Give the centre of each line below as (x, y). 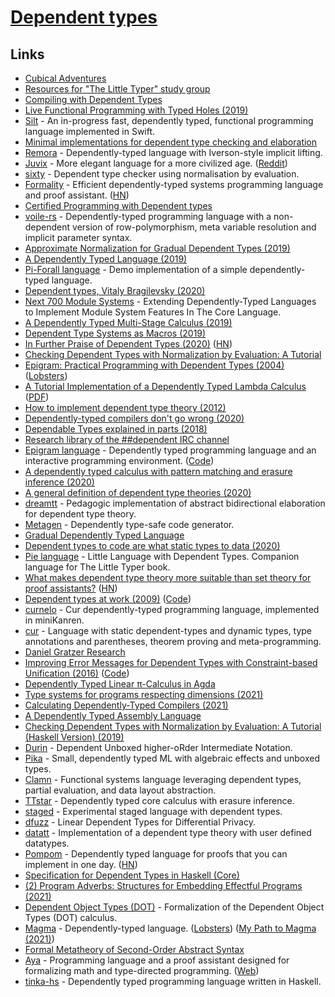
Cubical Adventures (65, 78)
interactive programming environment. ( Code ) (119, 460)
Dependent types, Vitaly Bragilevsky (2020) (115, 290)
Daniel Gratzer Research (75, 652)
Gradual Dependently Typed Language (104, 535)
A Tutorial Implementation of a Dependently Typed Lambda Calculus (165, 386)
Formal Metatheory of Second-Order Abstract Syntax (134, 949)
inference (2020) (59, 482)
